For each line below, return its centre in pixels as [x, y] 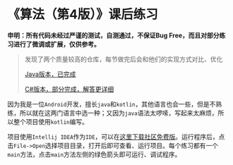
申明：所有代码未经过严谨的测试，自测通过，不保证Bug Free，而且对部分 [114, 35]
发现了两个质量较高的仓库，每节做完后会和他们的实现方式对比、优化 [124, 59]
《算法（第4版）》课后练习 [83, 14]
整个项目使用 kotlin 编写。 [50, 121]
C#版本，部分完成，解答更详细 [69, 89]
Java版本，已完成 [50, 74]
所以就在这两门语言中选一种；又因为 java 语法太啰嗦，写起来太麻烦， [119, 113]
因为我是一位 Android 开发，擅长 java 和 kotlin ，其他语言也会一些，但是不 [112, 104]
